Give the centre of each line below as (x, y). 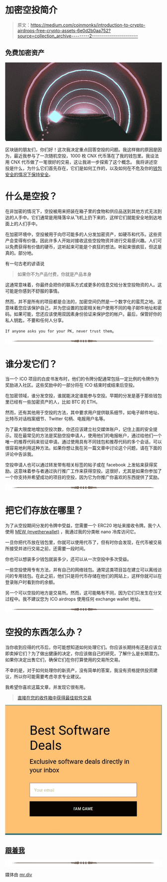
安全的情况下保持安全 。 (29, 174)
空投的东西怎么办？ (44, 632)
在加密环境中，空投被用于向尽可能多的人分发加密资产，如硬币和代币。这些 (81, 234)
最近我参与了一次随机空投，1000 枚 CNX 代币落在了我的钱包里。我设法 (86, 155)
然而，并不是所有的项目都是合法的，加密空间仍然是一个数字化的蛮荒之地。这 (83, 301)
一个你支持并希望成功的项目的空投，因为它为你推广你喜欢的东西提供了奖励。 (83, 477)
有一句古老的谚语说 (25, 263)
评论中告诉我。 (20, 454)
